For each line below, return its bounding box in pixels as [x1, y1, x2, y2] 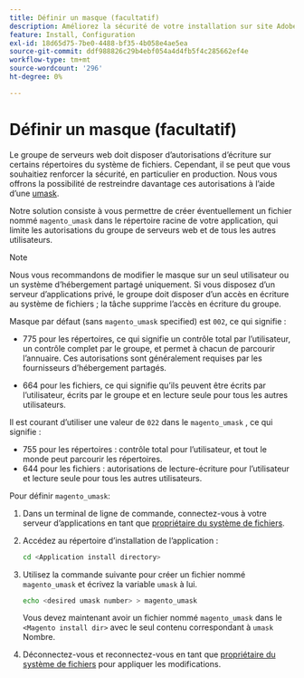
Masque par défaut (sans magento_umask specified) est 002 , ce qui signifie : [9, 315, 287, 326]
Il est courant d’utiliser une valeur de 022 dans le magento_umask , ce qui [9, 416, 273, 427]
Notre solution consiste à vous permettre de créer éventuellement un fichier [9, 205, 292, 216]
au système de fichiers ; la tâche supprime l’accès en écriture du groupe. [9, 298, 282, 309]
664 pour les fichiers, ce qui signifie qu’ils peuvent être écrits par [22, 380, 267, 391]
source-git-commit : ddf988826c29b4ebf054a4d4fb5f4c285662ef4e [9, 47, 249, 56]
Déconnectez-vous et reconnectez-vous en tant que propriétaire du [22, 649, 276, 660]
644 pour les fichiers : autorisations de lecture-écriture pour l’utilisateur [22, 463, 290, 474]
